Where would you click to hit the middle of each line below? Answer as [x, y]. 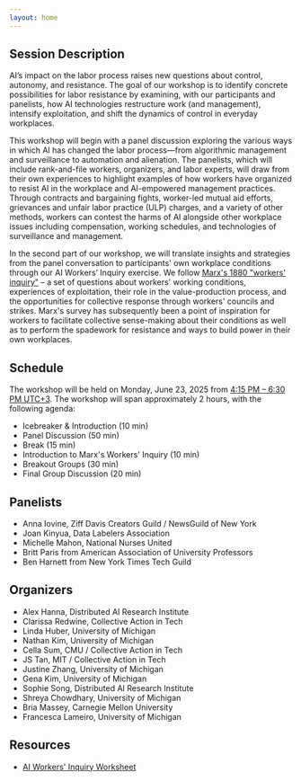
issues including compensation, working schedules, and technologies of [143, 226]
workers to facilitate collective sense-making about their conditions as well [148, 321]
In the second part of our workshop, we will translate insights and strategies [150, 253]
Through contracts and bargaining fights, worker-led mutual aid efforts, [142, 198]
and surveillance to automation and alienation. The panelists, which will [141, 160]
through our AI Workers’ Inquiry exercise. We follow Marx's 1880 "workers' [147, 273]
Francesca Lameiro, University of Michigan [102, 716]
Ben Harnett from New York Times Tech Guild [106, 562]
